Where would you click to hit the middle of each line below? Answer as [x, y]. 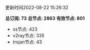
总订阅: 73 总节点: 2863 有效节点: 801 [45, 18]
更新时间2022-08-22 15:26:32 [37, 7]
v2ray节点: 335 [28, 35]
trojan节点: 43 [27, 42]
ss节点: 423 [25, 29]
